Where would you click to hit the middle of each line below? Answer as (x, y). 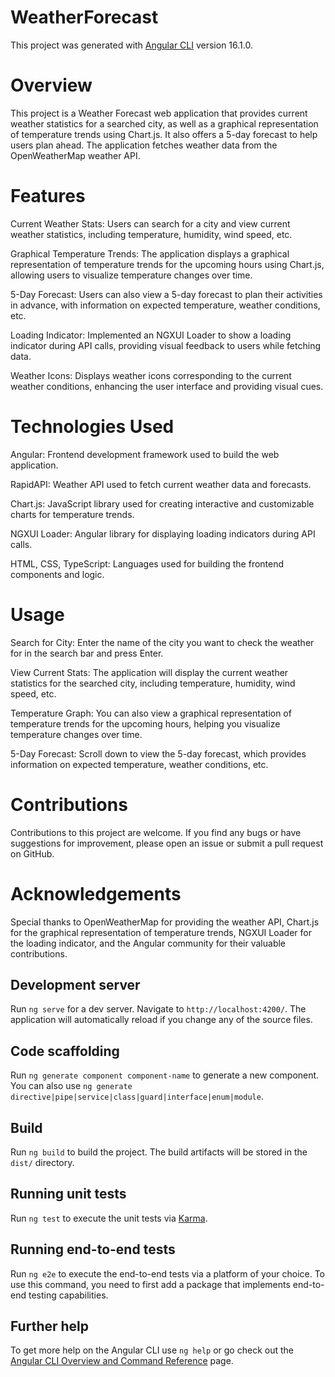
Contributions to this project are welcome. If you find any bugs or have (156, 832)
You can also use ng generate (71, 1086)
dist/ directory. (42, 1162)
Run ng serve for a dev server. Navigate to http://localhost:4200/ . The (158, 1009)
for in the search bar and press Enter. (87, 653)
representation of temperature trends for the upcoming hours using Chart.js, (167, 264)
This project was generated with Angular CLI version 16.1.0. (131, 45)
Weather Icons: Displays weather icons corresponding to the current (151, 375)
